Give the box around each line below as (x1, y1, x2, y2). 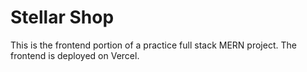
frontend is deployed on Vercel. (10, 49, 140, 61)
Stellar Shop (10, 6, 115, 29)
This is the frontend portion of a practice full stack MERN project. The (10, 39, 297, 51)
